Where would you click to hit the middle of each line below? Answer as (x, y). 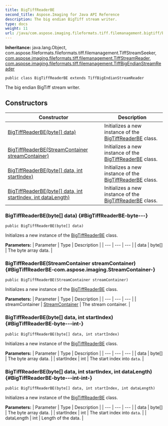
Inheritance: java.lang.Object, (36, 47)
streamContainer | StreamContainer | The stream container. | (68, 304)
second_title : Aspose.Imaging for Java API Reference (62, 15)
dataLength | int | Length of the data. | (44, 418)
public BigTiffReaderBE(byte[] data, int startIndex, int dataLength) (80, 388)
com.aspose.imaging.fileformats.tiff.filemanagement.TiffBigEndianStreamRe (83, 64)
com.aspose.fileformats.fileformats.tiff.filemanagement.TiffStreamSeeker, (81, 53)
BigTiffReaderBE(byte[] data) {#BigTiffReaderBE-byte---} (77, 216)
